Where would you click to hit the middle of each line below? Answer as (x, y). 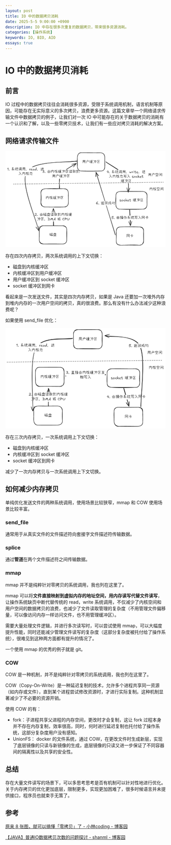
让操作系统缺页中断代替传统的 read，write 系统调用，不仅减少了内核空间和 (83, 602)
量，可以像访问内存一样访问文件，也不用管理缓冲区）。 (62, 615)
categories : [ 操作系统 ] (29, 32)
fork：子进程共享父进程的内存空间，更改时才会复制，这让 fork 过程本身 (87, 719)
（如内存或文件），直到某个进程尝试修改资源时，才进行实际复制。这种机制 (82, 691)
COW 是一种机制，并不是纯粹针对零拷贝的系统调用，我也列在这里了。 (78, 674)
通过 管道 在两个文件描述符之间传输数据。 (48, 560)
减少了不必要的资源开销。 (36, 698)
